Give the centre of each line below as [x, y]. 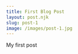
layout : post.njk [27, 17]
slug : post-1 [22, 23]
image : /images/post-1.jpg [39, 28]
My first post [22, 45]
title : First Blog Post [35, 12]
